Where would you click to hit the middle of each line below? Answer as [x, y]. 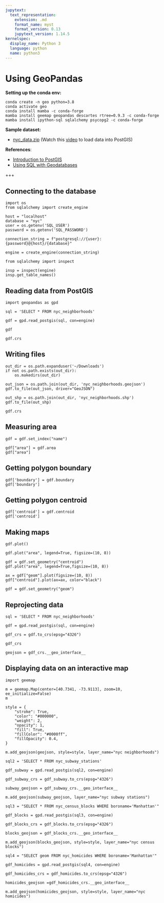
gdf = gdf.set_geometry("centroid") [44, 562]
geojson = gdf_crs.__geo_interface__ [46, 653]
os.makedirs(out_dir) [37, 375]
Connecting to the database [51, 191]
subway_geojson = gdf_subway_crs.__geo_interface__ [61, 788]
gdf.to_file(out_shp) [28, 402]
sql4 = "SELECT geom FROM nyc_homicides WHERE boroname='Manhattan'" [81, 856]
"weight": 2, [28, 720]
